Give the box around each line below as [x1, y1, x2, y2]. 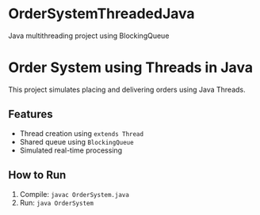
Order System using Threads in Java [8, 58, 254, 77]
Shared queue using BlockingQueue [19, 137, 134, 146]
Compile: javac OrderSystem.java [19, 189, 129, 198]
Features [8, 107, 53, 121]
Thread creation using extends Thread [19, 128, 144, 138]
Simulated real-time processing [19, 145, 123, 155]
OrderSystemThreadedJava [8, 5, 196, 23]
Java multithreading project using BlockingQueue [8, 31, 170, 40]
